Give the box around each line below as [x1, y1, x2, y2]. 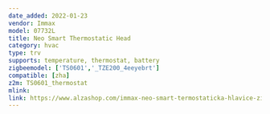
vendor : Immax [8, 19, 56, 27]
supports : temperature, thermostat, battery [8, 57, 160, 65]
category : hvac [8, 42, 59, 50]
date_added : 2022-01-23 [8, 11, 88, 20]
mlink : [8, 86, 31, 95]
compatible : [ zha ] [8, 71, 70, 79]
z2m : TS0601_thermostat [8, 79, 88, 87]
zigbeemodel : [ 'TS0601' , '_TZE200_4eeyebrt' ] [8, 64, 160, 72]
